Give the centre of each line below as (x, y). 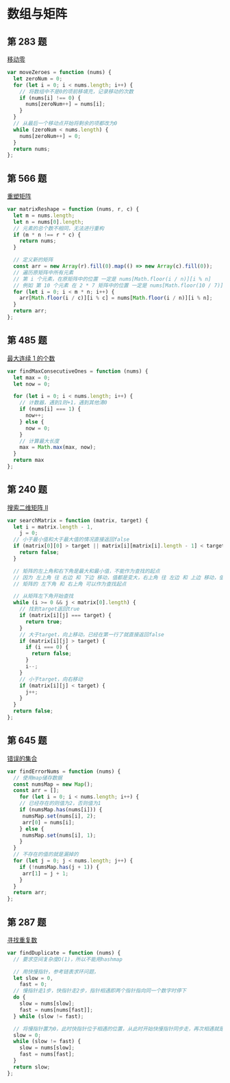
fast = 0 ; (34, 985)
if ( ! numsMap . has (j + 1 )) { (59, 867)
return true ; (44, 622)
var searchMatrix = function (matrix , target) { (78, 520)
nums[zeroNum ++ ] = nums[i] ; (65, 104)
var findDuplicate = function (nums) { (64, 953)
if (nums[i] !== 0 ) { (50, 98)
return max (29, 461)
